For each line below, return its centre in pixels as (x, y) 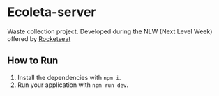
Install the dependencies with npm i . (69, 77)
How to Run (33, 61)
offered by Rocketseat (39, 38)
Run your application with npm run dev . (73, 85)
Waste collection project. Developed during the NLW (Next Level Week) (110, 31)
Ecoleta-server (52, 12)
